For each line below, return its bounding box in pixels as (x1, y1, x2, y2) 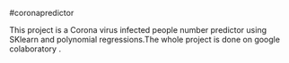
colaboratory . (9, 43, 61, 54)
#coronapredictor (9, 8, 74, 18)
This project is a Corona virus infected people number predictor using (9, 25, 267, 35)
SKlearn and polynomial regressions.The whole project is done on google (9, 35, 281, 44)
